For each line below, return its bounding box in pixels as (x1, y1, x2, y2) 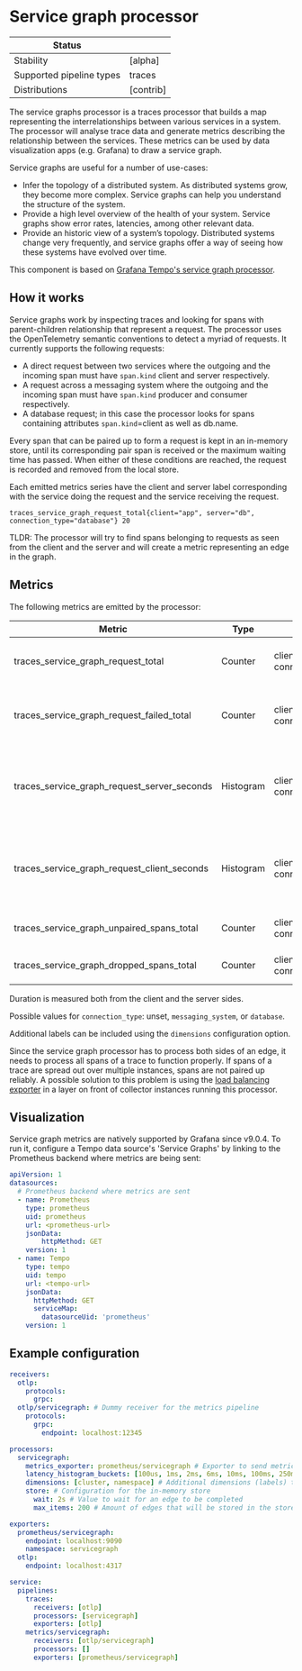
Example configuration (9, 1346, 140, 1361)
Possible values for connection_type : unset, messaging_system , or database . (9, 1011, 286, 1022)
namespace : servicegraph (25, 1545, 119, 1554)
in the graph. (9, 551, 57, 562)
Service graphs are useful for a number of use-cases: (9, 162, 209, 173)
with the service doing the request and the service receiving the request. (9, 491, 280, 502)
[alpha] (129, 54, 160, 67)
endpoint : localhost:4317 (25, 1561, 123, 1571)
